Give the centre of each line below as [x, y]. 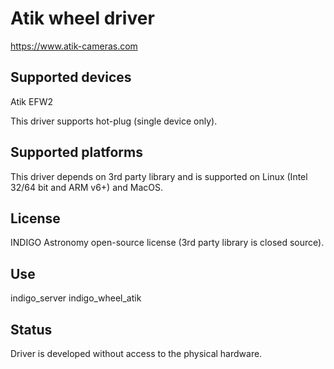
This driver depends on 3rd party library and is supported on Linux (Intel [159, 176]
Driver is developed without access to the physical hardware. [136, 353]
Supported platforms [76, 152]
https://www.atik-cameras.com [74, 46]
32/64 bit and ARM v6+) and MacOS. [86, 187]
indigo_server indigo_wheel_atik [76, 298]
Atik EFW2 [31, 101]
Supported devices [71, 77]
